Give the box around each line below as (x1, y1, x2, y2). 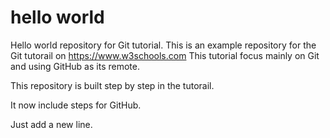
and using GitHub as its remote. (10, 60, 140, 72)
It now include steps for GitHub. (10, 99, 142, 111)
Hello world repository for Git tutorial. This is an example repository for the (10, 39, 317, 51)
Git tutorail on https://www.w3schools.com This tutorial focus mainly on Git (10, 49, 320, 61)
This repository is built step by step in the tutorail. (10, 79, 215, 91)
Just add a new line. (10, 118, 93, 130)
